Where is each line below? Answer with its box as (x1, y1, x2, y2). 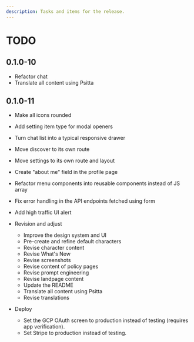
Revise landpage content (23, 276, 84, 283)
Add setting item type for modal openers (14, 123, 113, 130)
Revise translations (23, 294, 69, 301)
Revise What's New (23, 250, 71, 257)
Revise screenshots (23, 257, 71, 264)
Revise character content (23, 244, 85, 252)
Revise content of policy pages (23, 263, 99, 270)
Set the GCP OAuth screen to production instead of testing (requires (23, 317, 189, 324)
